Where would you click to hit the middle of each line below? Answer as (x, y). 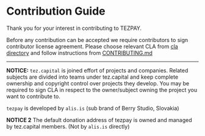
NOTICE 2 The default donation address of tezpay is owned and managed (99, 120)
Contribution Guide (56, 11)
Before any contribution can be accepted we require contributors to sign (97, 40)
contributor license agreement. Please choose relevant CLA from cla (92, 46)
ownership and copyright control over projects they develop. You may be (98, 83)
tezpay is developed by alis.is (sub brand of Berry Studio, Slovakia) (93, 108)
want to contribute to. (34, 96)
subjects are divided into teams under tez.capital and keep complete (92, 77)
